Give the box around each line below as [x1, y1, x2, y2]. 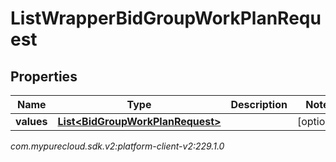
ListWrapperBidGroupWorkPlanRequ [10, 7, 322, 30]
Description [230, 98, 288, 111]
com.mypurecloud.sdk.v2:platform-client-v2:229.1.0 [10, 140, 225, 152]
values [15, 115, 48, 128]
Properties [10, 68, 78, 85]
